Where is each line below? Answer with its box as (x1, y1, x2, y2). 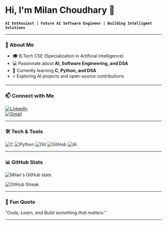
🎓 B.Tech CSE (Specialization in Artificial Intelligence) (12, 53, 124, 59)
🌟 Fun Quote (5, 199, 36, 206)
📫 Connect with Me (5, 92, 54, 99)
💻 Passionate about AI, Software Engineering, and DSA (12, 61, 128, 67)
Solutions (5, 25, 26, 30)
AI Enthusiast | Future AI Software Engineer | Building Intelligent (5, 21, 153, 26)
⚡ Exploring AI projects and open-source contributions (12, 73, 124, 79)
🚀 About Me (5, 41, 34, 48)
